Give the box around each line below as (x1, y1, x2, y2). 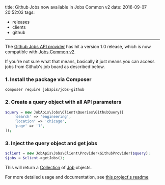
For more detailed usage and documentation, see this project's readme (5, 174, 149, 180)
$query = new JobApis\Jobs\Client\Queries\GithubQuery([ (5, 110, 124, 115)
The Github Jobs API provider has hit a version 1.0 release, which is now (5, 44, 151, 49)
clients (12, 24, 26, 30)
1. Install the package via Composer (5, 76, 92, 83)
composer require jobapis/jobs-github (5, 87, 84, 92)
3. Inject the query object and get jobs (5, 140, 97, 147)
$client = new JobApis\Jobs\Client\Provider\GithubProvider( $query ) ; (5, 151, 151, 156)
